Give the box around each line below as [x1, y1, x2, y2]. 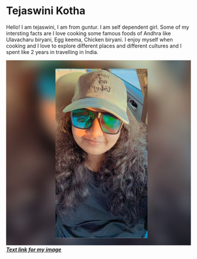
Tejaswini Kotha [6, 4, 86, 18]
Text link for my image [6, 245, 62, 253]
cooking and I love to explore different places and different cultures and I [6, 42, 182, 49]
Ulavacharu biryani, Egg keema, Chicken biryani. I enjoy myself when [6, 36, 173, 43]
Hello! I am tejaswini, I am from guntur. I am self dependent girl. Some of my [6, 23, 189, 31]
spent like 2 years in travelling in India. [6, 48, 98, 55]
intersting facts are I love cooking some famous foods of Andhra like [6, 29, 171, 36]
